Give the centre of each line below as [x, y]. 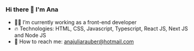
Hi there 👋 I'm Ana [32, 9]
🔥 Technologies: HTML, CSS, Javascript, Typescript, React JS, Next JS [101, 28]
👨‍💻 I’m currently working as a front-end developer [75, 23]
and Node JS [30, 36]
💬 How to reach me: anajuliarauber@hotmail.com [74, 42]
